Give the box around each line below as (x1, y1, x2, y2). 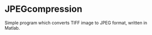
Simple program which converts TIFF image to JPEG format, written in (4, 20, 148, 26)
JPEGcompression (4, 3, 83, 15)
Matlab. (4, 25, 20, 31)
